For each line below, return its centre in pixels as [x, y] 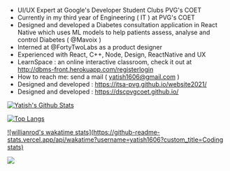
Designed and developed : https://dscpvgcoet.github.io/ [98, 91]
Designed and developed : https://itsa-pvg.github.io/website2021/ [112, 84]
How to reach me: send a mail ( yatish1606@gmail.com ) [98, 77]
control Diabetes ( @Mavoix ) [59, 40]
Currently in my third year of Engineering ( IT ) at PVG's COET [106, 17]
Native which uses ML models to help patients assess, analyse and [114, 32]
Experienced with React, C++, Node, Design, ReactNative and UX [112, 54]
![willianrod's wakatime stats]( [50, 132]
